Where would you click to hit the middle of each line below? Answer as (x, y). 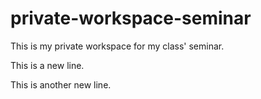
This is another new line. (61, 84)
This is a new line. (47, 65)
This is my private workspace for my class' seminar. (117, 46)
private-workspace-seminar (131, 18)
